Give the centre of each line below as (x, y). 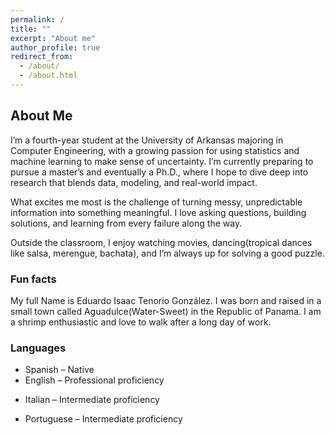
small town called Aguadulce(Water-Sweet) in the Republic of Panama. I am (166, 311)
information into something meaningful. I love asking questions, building (158, 212)
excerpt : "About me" (53, 38)
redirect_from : (42, 57)
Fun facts (33, 279)
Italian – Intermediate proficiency (92, 400)
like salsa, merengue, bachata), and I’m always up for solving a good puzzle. (167, 253)
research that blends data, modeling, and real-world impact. (134, 182)
